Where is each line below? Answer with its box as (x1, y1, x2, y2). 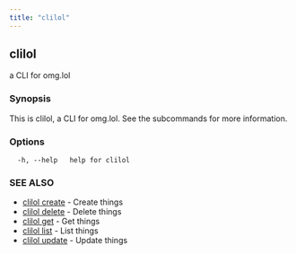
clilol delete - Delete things (22, 206, 122, 217)
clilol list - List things (22, 225, 99, 236)
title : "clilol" (9, 13, 70, 22)
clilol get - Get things (22, 216, 100, 227)
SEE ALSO (9, 176, 55, 188)
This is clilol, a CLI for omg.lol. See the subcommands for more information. (9, 113, 288, 124)
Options (9, 136, 45, 148)
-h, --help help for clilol (17, 156, 130, 165)
